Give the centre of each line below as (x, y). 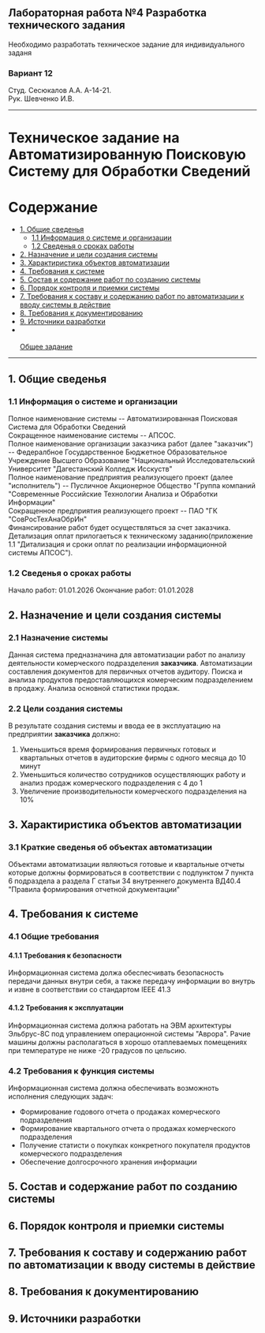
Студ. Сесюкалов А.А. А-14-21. (60, 91)
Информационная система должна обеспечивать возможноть (114, 1088)
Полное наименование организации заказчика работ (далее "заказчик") (131, 443)
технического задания (67, 26)
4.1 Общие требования (54, 936)
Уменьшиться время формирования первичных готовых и (118, 749)
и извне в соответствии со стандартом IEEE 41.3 (90, 990)
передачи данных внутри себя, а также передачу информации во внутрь (132, 981)
